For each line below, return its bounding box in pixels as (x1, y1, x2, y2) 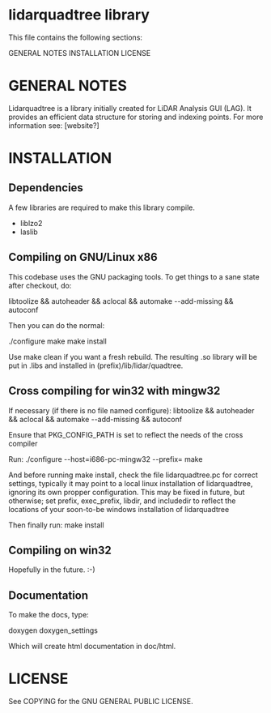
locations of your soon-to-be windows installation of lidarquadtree (8, 504, 230, 514)
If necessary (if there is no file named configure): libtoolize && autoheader (8, 405, 255, 415)
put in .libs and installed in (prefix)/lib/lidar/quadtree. (8, 361, 184, 370)
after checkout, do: (8, 280, 72, 290)
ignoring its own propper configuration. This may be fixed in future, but (8, 487, 245, 497)
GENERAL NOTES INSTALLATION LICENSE (8, 48, 151, 58)
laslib (19, 227, 38, 237)
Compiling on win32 (8, 543, 112, 557)
